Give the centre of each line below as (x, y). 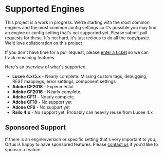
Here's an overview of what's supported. (46, 67)
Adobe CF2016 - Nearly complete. (47, 92)
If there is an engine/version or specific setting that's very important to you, (81, 139)
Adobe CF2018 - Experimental (43, 86)
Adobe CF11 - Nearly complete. (44, 97)
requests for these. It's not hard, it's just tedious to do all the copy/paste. (78, 38)
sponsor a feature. (24, 149)
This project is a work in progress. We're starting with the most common (77, 22)
